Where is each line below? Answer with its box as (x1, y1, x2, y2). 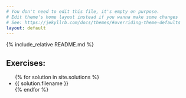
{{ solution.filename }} (14, 80, 69, 87)
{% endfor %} (14, 86, 49, 93)
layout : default (6, 25, 46, 31)
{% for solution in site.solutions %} (14, 74, 100, 81)
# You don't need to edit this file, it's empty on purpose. (6, 8, 160, 15)
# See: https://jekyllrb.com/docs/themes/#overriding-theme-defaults (6, 19, 181, 25)
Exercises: (6, 58, 46, 68)
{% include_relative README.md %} (6, 41, 94, 48)
